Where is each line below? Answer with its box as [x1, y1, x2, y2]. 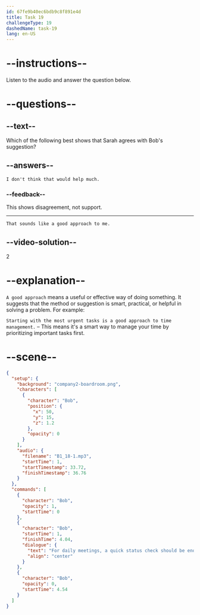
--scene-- [6, 350, 57, 364]
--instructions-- [6, 57, 87, 70]
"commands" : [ [11, 487, 46, 493]
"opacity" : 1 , [21, 503, 58, 509]
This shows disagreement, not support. [6, 204, 102, 211]
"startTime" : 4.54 [21, 586, 68, 592]
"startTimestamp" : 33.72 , [21, 464, 86, 471]
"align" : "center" [27, 553, 73, 559]
